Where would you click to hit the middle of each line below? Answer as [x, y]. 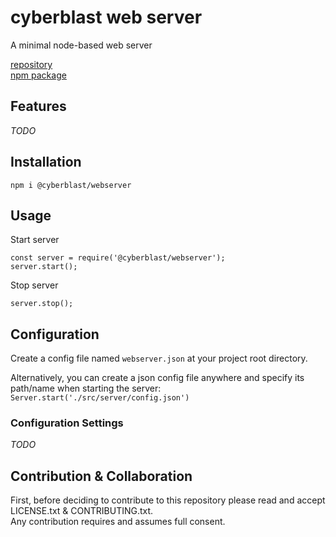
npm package [38, 75]
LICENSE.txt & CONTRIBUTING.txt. [82, 511]
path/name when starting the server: [86, 388]
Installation [46, 162]
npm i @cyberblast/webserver [71, 185]
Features [38, 106]
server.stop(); [42, 304]
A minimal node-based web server [81, 45]
